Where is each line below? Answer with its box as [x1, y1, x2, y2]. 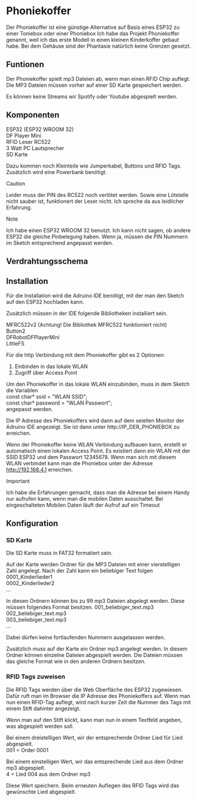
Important [6, 477, 30, 484]
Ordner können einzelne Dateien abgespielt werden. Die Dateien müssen [6, 652, 183, 659]
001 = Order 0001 [6, 746, 49, 753]
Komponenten [6, 110, 60, 120]
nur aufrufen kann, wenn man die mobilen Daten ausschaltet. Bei [6, 495, 163, 502]
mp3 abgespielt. [6, 764, 46, 771]
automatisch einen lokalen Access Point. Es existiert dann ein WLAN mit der [6, 447, 191, 454]
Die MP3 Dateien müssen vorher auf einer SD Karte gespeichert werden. [6, 81, 183, 88]
